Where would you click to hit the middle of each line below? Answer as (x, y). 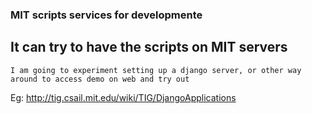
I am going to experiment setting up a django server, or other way (156, 70)
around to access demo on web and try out (100, 79)
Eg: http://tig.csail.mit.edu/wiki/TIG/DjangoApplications (123, 97)
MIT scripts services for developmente (106, 15)
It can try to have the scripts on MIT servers (149, 47)
